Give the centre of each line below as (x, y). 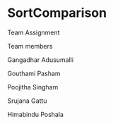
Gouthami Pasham (34, 73)
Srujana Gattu (27, 101)
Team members (30, 46)
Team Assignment (34, 32)
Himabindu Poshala (35, 114)
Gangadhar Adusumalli (41, 60)
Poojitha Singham (33, 87)
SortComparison (57, 13)
